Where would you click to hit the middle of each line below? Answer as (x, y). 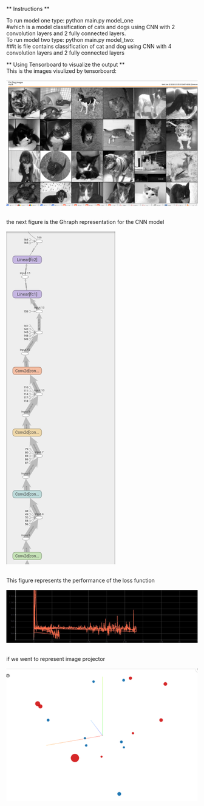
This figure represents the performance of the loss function (80, 581)
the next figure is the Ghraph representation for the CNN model (85, 222)
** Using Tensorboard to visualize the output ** (66, 64)
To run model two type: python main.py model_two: (70, 40)
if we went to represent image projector (56, 659)
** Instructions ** (28, 9)
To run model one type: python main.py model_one (70, 20)
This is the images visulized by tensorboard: (62, 71)
